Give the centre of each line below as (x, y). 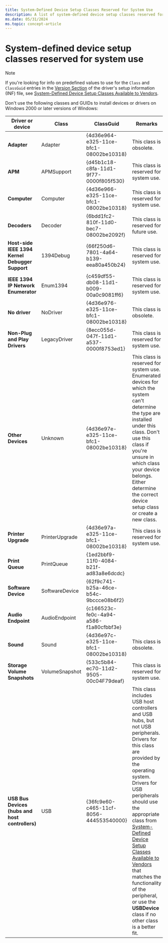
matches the (146, 877)
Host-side (20, 243)
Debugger (20, 262)
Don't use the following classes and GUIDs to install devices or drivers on (81, 103)
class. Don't (146, 432)
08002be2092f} (106, 235)
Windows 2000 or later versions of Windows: (52, 109)
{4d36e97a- (101, 528)
